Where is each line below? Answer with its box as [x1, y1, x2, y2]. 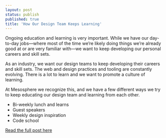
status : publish [5, 12, 39, 17]
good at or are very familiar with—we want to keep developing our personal [5, 46, 161, 52]
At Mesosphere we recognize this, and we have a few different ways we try [5, 86, 160, 93]
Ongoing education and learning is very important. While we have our [5, 35, 149, 41]
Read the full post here [5, 127, 53, 133]
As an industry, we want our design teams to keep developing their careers [5, 61, 160, 67]
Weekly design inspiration [12, 112, 66, 118]
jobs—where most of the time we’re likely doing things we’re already [20, 41, 161, 47]
